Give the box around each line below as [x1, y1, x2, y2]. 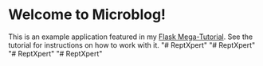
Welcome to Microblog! [8, 6, 166, 24]
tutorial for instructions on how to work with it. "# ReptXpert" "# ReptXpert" [8, 40, 256, 49]
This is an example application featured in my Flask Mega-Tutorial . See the [8, 32, 253, 41]
